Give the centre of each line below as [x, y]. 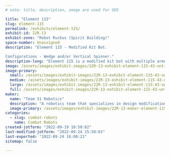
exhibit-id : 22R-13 [26, 33]
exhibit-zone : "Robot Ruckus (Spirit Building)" [57, 38]
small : [17, 75]
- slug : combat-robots [34, 118]
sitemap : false [21, 141]
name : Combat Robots [36, 123]
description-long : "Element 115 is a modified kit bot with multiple [80, 61]
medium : [18, 80]
